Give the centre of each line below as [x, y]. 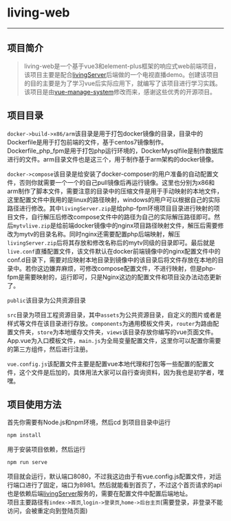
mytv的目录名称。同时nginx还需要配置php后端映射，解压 [100, 234]
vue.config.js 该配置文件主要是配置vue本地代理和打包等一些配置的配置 [108, 364]
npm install [24, 435]
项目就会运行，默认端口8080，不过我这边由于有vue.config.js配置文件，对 [111, 476]
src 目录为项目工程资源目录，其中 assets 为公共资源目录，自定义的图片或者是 [114, 315]
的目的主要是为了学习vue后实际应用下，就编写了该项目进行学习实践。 [123, 83]
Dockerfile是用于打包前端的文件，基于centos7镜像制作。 [87, 142]
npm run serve [27, 463]
